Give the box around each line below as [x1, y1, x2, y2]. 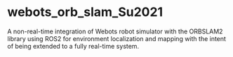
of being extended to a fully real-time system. [7, 42, 139, 50]
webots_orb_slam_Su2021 [7, 4, 164, 20]
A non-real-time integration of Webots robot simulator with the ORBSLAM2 [7, 27, 223, 35]
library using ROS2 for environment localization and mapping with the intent [7, 34, 227, 42]
